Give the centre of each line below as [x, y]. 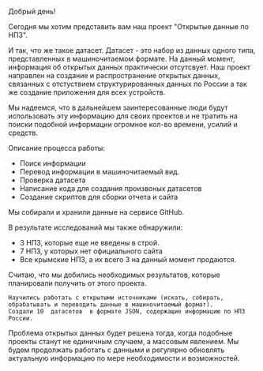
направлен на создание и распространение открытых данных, [114, 75]
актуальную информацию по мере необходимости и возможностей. [124, 358]
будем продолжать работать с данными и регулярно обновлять [116, 350]
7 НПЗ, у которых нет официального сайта [91, 251]
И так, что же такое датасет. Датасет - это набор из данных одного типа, [132, 50]
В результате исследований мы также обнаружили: [96, 227]
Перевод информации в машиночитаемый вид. [100, 172]
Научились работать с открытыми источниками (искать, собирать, [116, 298]
